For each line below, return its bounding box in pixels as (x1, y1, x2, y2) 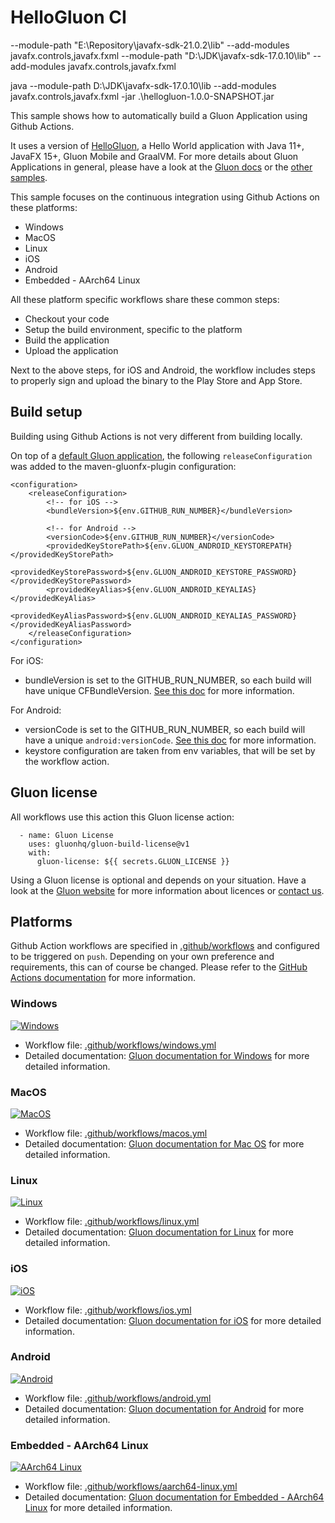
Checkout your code (24, 312, 110, 325)
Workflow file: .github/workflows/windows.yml (24, 1039, 217, 1051)
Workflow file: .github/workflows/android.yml (24, 1392, 212, 1404)
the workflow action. (24, 755, 110, 767)
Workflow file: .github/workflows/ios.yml (24, 1304, 192, 1316)
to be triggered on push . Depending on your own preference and (10, 951, 275, 963)
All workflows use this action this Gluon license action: (10, 811, 235, 823)
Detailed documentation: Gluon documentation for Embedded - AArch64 (24, 1491, 325, 1503)
